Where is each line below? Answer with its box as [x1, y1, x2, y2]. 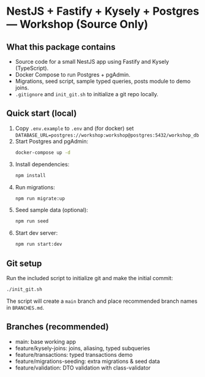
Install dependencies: [15, 161, 70, 168]
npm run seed [15, 218, 49, 224]
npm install [15, 172, 46, 178]
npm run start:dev [15, 241, 62, 248]
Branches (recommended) [6, 322, 109, 332]
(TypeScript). [15, 64, 49, 72]
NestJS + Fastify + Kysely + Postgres [6, 4, 199, 18]
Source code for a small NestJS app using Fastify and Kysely [15, 58, 170, 65]
